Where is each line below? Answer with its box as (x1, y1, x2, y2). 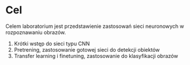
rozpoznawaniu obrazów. (5, 28, 67, 35)
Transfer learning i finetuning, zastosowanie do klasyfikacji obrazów (13, 52, 178, 59)
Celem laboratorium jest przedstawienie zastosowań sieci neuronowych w (5, 23, 185, 30)
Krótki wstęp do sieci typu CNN (13, 40, 90, 47)
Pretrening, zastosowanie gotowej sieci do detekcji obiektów (13, 46, 160, 53)
